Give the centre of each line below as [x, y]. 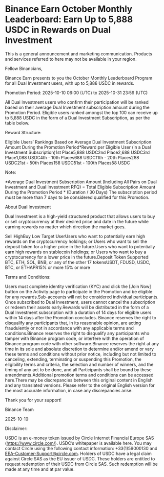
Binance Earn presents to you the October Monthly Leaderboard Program [79, 78]
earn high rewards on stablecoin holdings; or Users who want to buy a [76, 252]
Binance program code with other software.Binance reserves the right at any [82, 343]
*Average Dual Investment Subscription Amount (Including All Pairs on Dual [81, 182]
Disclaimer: [16, 428]
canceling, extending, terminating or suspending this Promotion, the [73, 359]
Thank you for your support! [33, 400]
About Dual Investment [28, 207]
